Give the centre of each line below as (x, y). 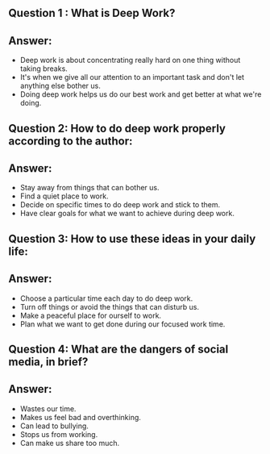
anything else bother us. (60, 86)
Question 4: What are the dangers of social (118, 349)
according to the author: (71, 141)
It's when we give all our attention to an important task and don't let (132, 77)
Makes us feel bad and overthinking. (80, 417)
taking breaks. (44, 69)
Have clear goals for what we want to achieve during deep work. (127, 214)
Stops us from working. (59, 434)
